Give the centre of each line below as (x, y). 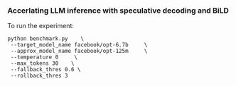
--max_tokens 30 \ (42, 63)
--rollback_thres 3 (39, 76)
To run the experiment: (41, 26)
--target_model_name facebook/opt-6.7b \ (79, 45)
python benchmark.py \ (45, 39)
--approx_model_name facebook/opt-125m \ (79, 51)
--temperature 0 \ (44, 57)
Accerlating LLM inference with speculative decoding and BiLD (118, 11)
